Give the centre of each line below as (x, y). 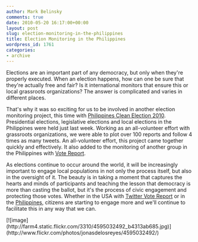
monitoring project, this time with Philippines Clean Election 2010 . (86, 115)
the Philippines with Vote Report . (46, 153)
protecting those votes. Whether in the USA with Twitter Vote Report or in (96, 196)
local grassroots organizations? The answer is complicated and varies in (94, 91)
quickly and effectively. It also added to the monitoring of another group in (97, 147)
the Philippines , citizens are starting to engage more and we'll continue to (96, 202)
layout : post (22, 28)
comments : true (25, 17)
